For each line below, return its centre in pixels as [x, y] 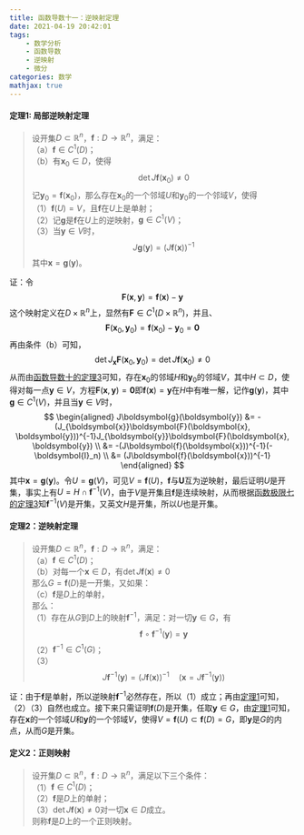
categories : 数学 [41, 77]
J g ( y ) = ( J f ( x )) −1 [164, 246]
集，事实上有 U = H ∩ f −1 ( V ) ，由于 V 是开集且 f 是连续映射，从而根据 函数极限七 [152, 491]
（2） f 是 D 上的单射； [71, 799]
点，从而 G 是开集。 [44, 730]
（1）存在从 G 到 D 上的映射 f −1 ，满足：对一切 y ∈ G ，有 [131, 617]
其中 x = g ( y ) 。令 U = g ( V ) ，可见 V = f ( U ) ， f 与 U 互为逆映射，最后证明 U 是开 [147, 480]
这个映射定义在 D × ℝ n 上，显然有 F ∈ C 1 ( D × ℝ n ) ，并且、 [113, 312]
